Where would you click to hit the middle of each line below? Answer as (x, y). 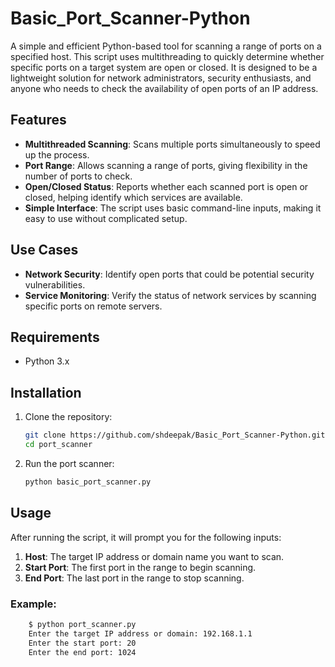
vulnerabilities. (55, 284)
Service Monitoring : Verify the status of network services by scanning (170, 295)
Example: (33, 604)
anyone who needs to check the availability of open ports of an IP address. (164, 88)
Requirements (55, 337)
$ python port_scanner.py (82, 624)
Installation (46, 392)
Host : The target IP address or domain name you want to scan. (154, 556)
